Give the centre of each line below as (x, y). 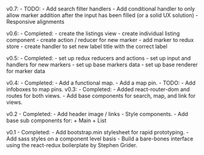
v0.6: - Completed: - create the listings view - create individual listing (93, 33)
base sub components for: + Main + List (56, 120)
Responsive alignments (36, 22)
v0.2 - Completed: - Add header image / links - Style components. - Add (97, 114)
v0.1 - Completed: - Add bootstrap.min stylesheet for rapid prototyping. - (97, 132)
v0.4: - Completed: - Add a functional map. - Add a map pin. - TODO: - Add (101, 83)
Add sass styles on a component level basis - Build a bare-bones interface (100, 139)
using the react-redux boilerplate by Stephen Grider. (72, 145)
